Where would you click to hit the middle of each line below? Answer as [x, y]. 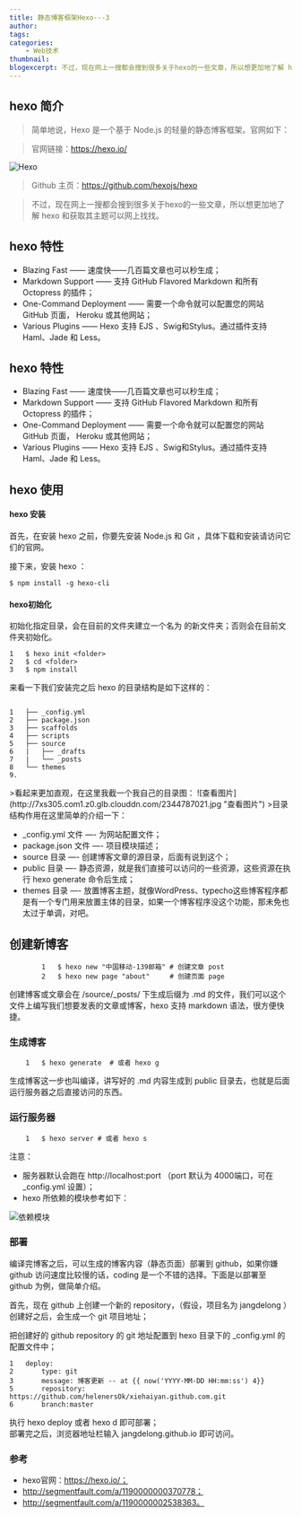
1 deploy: [31, 1364]
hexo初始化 [30, 604]
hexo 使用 [37, 490]
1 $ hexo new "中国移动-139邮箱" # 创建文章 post [133, 967]
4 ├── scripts [39, 736]
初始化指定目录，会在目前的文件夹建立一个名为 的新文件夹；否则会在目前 [144, 626]
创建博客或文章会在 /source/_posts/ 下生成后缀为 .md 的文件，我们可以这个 [148, 994]
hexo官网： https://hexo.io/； [75, 1480]
